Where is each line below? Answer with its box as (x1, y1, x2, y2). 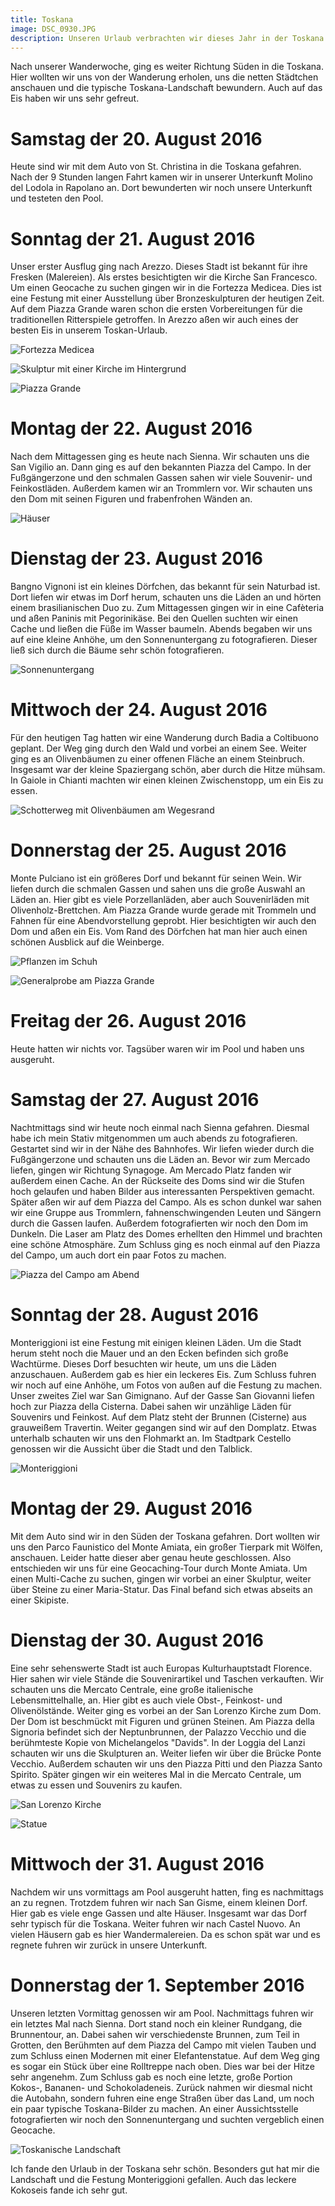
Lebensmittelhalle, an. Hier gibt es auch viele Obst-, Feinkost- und (10, 1694, 283, 1706)
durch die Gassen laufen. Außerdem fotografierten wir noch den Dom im (10, 1217, 309, 1229)
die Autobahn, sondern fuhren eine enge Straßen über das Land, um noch (10, 2092, 315, 2104)
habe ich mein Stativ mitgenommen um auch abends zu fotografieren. (10, 1132, 298, 1144)
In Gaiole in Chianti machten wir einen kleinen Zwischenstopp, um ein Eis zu (10, 774, 324, 786)
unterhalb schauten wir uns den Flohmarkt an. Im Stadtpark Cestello (10, 1432, 292, 1444)
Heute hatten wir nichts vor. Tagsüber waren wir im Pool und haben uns (10, 1042, 305, 1055)
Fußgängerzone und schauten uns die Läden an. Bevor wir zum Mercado (10, 1153, 311, 1165)
